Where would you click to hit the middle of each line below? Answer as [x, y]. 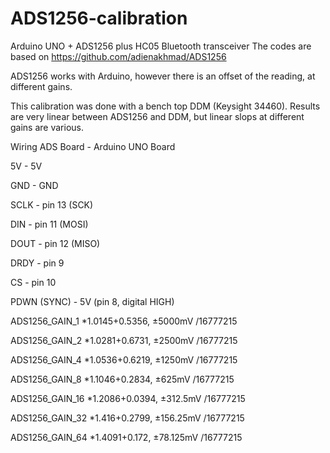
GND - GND [34, 185]
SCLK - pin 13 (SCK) [52, 204]
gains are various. [47, 127]
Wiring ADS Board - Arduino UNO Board [93, 146]
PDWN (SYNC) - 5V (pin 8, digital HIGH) [92, 301]
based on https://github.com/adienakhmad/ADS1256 [118, 56]
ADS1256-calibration [99, 18]
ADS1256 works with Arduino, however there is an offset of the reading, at [163, 76]
